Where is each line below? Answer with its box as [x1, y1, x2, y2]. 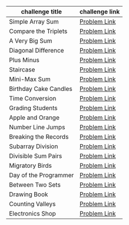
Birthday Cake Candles [9, 85, 72, 93]
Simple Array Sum [9, 18, 59, 25]
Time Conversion [9, 94, 57, 102]
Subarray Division [9, 142, 58, 150]
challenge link [79, 8, 120, 15]
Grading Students [9, 104, 58, 112]
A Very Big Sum [9, 37, 52, 45]
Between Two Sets [9, 181, 61, 188]
